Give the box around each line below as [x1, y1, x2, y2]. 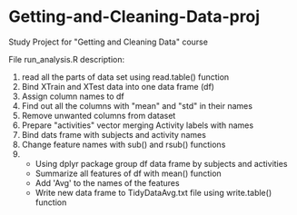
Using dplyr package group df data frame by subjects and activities [35, 158, 288, 169]
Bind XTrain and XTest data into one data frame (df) [21, 81, 215, 92]
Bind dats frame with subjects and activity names [21, 129, 206, 140]
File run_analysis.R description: [8, 54, 124, 64]
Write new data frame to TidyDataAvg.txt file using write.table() [35, 187, 272, 198]
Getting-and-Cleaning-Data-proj [8, 6, 261, 27]
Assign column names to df [21, 91, 124, 102]
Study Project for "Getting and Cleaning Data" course [8, 36, 208, 47]
